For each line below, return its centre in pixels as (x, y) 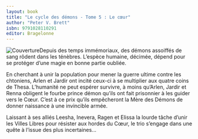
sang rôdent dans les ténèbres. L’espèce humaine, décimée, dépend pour (96, 57)
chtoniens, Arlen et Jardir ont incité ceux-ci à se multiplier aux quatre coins (98, 81)
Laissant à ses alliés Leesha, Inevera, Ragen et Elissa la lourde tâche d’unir (97, 117)
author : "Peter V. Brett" (38, 22)
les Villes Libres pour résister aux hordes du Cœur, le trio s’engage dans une (99, 124)
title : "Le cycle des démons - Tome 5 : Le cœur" (69, 17)
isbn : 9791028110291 (32, 28)
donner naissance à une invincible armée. (57, 106)
